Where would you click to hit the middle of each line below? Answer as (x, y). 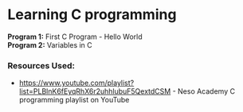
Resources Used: (41, 65)
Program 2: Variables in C (50, 44)
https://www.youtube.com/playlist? (76, 83)
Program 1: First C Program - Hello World (75, 37)
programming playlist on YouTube (74, 100)
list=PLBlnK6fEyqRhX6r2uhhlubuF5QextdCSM (95, 91)
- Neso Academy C (204, 91)
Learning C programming (92, 15)
